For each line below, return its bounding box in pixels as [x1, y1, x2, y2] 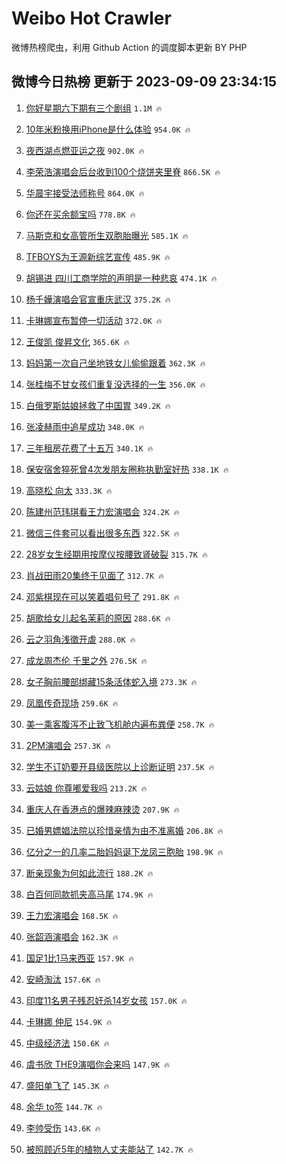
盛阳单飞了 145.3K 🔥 [25, 1079, 110, 1091]
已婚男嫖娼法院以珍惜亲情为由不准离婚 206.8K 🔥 [25, 824, 224, 836]
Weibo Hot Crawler [11, 7, 172, 30]
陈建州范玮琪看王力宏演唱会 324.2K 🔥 [25, 505, 180, 517]
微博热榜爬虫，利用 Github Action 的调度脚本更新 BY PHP [11, 41, 248, 53]
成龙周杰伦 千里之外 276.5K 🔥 [25, 654, 148, 666]
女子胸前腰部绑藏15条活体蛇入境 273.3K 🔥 [25, 675, 198, 687]
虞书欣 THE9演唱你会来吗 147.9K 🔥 [25, 1058, 171, 1070]
